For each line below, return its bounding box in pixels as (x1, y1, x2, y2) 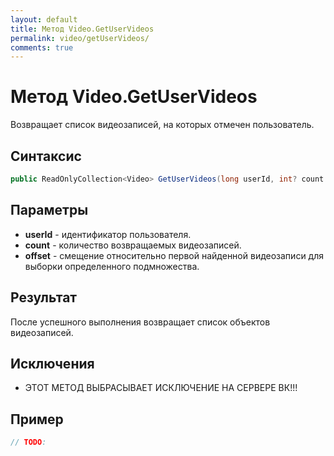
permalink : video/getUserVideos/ (10, 33, 150, 43)
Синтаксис (10, 147, 82, 165)
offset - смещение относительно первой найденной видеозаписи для (24, 249, 324, 261)
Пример (10, 411, 64, 428)
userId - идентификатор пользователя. (24, 228, 192, 240)
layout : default (10, 14, 78, 25)
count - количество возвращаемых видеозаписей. (24, 239, 242, 251)
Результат (10, 289, 78, 306)
